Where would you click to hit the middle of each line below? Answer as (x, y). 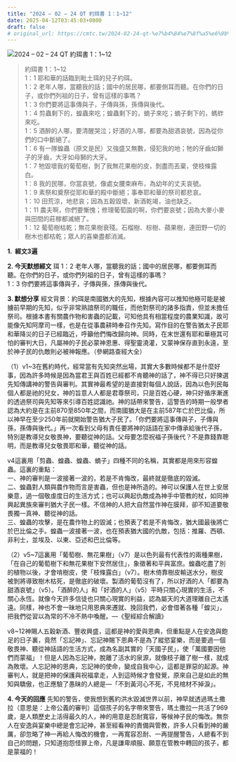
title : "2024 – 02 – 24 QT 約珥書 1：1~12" (70, 14)
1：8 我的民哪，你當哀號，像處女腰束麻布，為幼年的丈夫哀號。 (115, 184)
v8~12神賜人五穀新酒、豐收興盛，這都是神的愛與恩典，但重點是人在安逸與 (115, 631)
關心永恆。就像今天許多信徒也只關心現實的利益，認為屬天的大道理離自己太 (115, 599)
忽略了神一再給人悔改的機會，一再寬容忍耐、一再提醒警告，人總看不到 (127, 734)
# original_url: (31, 33)
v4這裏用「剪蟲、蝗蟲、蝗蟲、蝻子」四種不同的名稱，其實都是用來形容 (110, 461)
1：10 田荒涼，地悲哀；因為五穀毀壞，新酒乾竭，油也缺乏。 (110, 201)
